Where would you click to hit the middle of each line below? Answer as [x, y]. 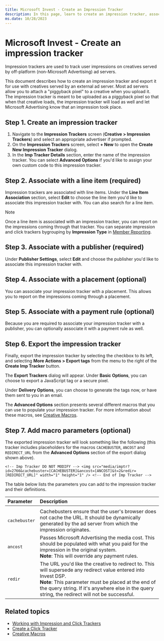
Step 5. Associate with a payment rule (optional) [80, 312]
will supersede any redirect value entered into [92, 570]
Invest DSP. [53, 576]
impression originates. [65, 530]
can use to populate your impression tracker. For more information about [78, 410]
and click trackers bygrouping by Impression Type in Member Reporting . [79, 232]
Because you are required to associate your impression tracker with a [75, 323]
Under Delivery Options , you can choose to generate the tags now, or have [81, 390]
